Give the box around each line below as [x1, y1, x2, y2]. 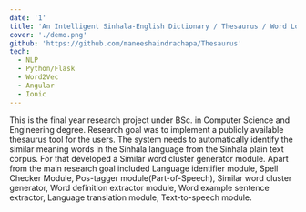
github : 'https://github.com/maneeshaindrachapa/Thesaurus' [9, 38, 243, 48]
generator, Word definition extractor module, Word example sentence [9, 182, 270, 193]
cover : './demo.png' [9, 30, 88, 39]
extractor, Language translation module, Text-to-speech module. [9, 192, 252, 203]
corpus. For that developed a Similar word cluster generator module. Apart [9, 153, 289, 164]
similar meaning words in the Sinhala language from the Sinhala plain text [9, 143, 284, 155]
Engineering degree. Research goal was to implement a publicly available [9, 124, 284, 135]
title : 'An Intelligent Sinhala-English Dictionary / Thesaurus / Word [9, 22, 287, 31]
